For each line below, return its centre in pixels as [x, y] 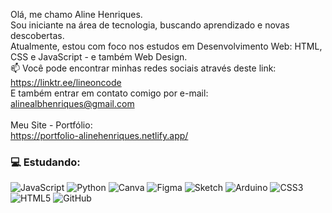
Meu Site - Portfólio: [51, 125]
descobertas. [37, 35]
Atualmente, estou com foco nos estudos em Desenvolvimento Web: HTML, [166, 46]
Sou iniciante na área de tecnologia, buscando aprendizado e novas [150, 25]
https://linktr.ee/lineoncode [66, 82]
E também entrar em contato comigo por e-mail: [109, 93]
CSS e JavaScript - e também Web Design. [99, 57]
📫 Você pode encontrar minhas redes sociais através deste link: [143, 68]
